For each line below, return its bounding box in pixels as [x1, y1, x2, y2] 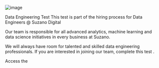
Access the [5, 58, 28, 64]
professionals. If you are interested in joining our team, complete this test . [5, 49, 155, 54]
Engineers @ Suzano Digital [5, 20, 61, 25]
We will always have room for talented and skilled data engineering [5, 44, 140, 49]
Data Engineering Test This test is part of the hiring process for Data [5, 14, 143, 20]
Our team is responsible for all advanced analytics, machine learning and [5, 29, 152, 34]
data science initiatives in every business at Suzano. [5, 34, 111, 40]
